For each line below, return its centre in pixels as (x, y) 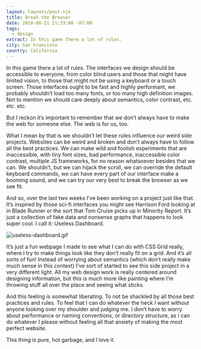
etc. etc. (16, 106)
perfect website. (26, 328)
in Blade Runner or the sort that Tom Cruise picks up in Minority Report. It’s (99, 211)
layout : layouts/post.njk (38, 12)
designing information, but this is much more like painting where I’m (90, 278)
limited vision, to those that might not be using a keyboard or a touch (91, 80)
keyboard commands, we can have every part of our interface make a (92, 174)
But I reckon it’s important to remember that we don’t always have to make (98, 117)
